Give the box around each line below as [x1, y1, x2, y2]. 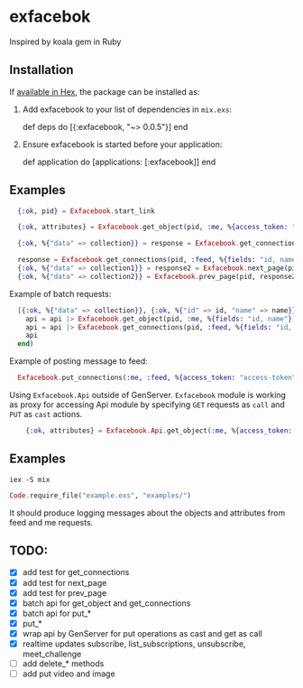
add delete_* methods [22, 657, 105, 669]
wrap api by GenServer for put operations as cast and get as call [22, 628, 263, 638]
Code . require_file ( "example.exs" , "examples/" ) [9, 490, 192, 500]
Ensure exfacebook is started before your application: [22, 138, 223, 150]
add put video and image [22, 668, 115, 679]
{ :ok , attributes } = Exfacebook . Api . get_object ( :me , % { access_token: [25, 426, 293, 435]
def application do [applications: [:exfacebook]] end [22, 156, 216, 167]
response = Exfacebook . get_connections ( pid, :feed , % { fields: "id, [17, 256, 277, 265]
